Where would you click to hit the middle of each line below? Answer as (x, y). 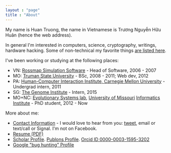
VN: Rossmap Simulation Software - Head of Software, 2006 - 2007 (84, 70)
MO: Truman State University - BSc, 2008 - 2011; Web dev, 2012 (81, 75)
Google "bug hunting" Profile (43, 145)
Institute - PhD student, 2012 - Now (50, 103)
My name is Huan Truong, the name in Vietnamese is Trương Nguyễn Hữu (83, 29)
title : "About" (23, 15)
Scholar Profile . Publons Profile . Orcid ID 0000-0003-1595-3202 (81, 139)
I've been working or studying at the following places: (62, 60)
